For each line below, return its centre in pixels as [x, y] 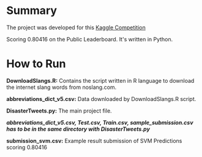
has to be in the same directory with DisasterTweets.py [78, 129]
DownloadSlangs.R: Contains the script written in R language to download [100, 80]
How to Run [36, 64]
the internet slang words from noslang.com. [62, 87]
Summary [32, 11]
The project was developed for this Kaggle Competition [76, 27]
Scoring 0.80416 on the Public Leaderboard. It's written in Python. [90, 39]
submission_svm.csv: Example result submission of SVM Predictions [94, 141]
